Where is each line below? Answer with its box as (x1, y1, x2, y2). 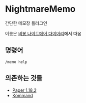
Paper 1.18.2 (12, 87, 37, 93)
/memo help (5, 60, 28, 64)
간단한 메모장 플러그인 (5, 20, 48, 26)
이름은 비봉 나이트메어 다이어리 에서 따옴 (5, 30, 82, 36)
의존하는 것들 (5, 74, 43, 82)
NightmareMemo (5, 3, 76, 15)
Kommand (12, 92, 33, 98)
